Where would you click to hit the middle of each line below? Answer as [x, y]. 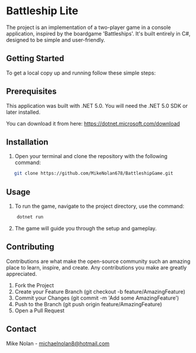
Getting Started [35, 58]
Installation [27, 142]
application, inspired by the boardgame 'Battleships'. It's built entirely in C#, [98, 33]
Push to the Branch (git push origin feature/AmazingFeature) [88, 304]
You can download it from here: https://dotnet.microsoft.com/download [93, 123]
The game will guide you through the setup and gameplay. [86, 228]
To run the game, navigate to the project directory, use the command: [99, 206]
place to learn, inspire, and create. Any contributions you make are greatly [97, 267]
